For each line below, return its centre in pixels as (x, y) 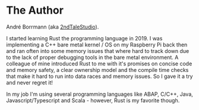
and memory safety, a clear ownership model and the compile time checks (97, 70)
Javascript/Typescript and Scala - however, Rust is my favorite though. (93, 100)
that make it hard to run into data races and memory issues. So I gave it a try (99, 76)
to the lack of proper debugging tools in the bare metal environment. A (92, 57)
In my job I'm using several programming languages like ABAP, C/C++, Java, (99, 94)
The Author (35, 10)
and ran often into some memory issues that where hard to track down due (98, 51)
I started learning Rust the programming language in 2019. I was (84, 38)
